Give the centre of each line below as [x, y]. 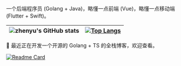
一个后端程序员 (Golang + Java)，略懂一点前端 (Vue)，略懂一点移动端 [90, 8]
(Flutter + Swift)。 [28, 16]
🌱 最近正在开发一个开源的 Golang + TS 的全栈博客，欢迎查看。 [82, 45]
